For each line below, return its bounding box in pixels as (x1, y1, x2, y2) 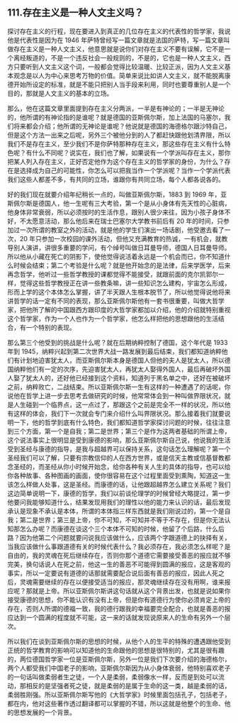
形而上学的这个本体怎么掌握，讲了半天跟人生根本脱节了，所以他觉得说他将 (7, 287, 225, 296)
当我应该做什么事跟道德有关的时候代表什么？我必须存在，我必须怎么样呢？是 (7, 542, 231, 551)
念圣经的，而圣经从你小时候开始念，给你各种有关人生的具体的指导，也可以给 (7, 462, 231, 470)
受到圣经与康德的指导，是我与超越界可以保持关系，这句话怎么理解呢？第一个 (7, 444, 231, 453)
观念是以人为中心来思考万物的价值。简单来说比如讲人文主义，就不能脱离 (13, 71, 225, 79)
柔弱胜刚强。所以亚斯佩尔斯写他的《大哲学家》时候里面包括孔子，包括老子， (7, 690, 231, 699)
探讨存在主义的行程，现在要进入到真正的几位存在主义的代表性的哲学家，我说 (7, 27, 231, 35)
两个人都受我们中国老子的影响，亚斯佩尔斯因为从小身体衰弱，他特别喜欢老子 (7, 663, 231, 672)
